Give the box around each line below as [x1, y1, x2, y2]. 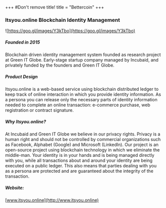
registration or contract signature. [5, 107, 74, 113]
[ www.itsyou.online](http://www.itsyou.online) [5, 197, 99, 203]
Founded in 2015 [5, 39, 40, 45]
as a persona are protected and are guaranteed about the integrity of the [5, 168, 154, 174]
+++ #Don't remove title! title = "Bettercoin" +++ [5, 4, 105, 10]
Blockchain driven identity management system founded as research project [5, 52, 161, 58]
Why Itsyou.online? [5, 119, 46, 125]
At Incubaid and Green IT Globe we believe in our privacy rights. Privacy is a [5, 131, 161, 137]
